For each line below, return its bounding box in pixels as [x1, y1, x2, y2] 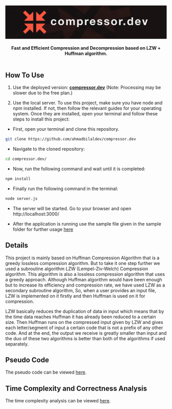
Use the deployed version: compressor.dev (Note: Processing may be [12, 85, 161, 91]
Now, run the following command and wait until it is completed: [12, 166, 146, 172]
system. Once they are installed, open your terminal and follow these [12, 111, 158, 117]
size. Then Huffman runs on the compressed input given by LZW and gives [5, 319, 163, 325]
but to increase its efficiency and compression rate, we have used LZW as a [5, 282, 165, 288]
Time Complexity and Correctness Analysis [5, 384, 147, 393]
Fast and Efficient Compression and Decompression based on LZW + [11, 45, 161, 51]
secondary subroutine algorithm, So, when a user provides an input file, [5, 287, 156, 293]
